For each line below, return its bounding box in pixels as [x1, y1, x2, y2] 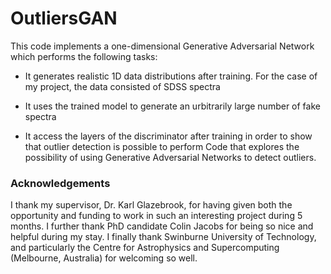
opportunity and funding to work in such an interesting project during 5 [10, 210, 303, 222]
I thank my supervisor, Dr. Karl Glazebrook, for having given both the [10, 199, 293, 211]
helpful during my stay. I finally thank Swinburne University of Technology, [10, 231, 317, 243]
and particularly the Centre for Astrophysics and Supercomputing [10, 242, 280, 254]
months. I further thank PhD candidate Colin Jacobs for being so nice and [10, 220, 314, 232]
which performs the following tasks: [10, 50, 158, 62]
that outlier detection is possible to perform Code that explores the [24, 140, 300, 152]
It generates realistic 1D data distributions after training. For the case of [24, 70, 318, 82]
